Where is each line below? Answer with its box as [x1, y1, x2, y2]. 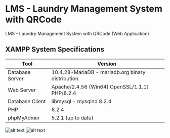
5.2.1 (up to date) [51, 114, 94, 121]
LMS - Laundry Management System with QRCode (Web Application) [5, 30, 149, 36]
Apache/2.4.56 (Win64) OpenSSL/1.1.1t [51, 83, 148, 90]
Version [97, 60, 117, 67]
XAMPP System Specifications [5, 45, 105, 54]
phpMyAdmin [8, 114, 39, 121]
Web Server [8, 86, 36, 94]
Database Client [8, 98, 46, 105]
